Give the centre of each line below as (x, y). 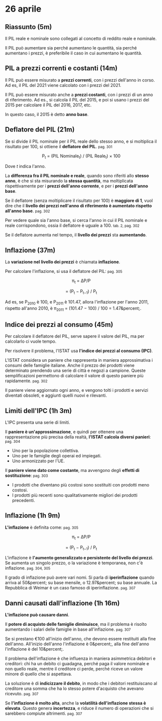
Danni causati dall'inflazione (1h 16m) (62, 603)
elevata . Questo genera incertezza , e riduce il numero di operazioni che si (79, 708)
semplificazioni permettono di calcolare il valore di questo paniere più (74, 376)
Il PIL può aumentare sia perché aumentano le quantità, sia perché (71, 48)
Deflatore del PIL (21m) (40, 130)
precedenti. (23, 501)
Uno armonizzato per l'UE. (38, 461)
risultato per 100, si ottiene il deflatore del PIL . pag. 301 (59, 146)
